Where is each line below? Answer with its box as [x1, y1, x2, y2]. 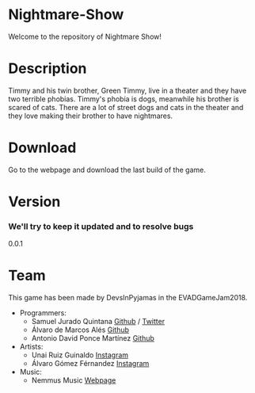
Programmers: [19, 308, 67, 318]
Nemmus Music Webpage [31, 376, 116, 385]
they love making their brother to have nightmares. [8, 111, 173, 120]
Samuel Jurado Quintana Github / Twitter [31, 317, 165, 326]
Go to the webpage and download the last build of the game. [8, 165, 206, 174]
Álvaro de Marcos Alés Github [31, 325, 129, 334]
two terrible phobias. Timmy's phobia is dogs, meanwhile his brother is [8, 93, 239, 104]
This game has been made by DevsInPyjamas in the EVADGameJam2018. [8, 293, 248, 303]
